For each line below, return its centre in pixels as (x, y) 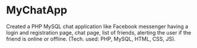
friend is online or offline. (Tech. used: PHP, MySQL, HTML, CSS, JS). (91, 39)
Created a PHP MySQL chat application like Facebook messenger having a (97, 26)
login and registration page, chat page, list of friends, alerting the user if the (99, 32)
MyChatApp (37, 10)
